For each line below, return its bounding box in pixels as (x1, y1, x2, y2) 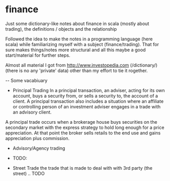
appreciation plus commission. (5, 135, 70, 141)
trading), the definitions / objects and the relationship (5, 26, 117, 32)
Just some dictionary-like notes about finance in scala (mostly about (5, 20, 150, 27)
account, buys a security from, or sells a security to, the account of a (12, 93, 158, 99)
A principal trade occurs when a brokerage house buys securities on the (5, 119, 157, 125)
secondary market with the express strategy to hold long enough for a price (5, 124, 164, 130)
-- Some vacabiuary (5, 77, 47, 83)
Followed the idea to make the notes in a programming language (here (5, 36, 153, 42)
